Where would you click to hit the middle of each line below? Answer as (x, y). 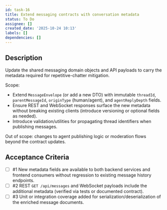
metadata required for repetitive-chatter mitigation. (57, 75)
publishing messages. (35, 126)
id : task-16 (17, 10)
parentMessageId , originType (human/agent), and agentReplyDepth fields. (87, 100)
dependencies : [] (23, 38)
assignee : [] (19, 24)
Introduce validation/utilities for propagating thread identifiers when (82, 121)
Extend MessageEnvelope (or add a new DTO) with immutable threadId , (84, 94)
